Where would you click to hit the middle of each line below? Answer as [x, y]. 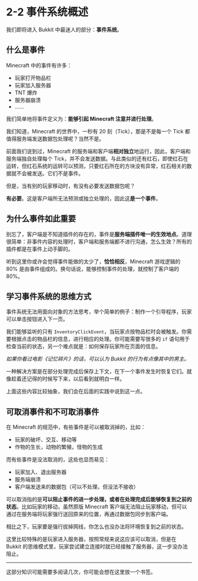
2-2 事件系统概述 [47, 12]
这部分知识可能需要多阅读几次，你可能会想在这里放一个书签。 [81, 572]
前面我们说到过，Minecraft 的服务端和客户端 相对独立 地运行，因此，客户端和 [98, 151]
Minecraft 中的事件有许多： [39, 65]
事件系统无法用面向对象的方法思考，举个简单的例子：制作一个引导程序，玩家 [99, 312]
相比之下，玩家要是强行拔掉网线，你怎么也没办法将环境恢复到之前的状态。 [96, 527]
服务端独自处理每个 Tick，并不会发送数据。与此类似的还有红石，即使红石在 [97, 158]
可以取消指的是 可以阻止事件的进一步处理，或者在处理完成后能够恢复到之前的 [99, 500]
